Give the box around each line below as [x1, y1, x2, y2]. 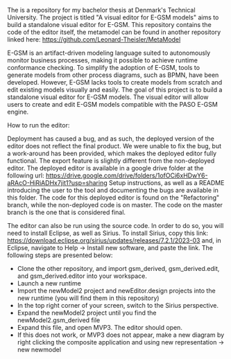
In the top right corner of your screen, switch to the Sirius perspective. [17, 301, 219, 309]
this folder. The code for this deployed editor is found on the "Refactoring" [7, 193, 220, 202]
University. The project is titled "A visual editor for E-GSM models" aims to [7, 13, 219, 21]
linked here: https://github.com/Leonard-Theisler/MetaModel [7, 35, 181, 44]
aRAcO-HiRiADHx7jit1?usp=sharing [7, 179, 108, 186]
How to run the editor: [7, 121, 70, 129]
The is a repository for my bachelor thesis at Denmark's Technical [7, 6, 196, 14]
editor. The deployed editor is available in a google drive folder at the [7, 164, 204, 172]
